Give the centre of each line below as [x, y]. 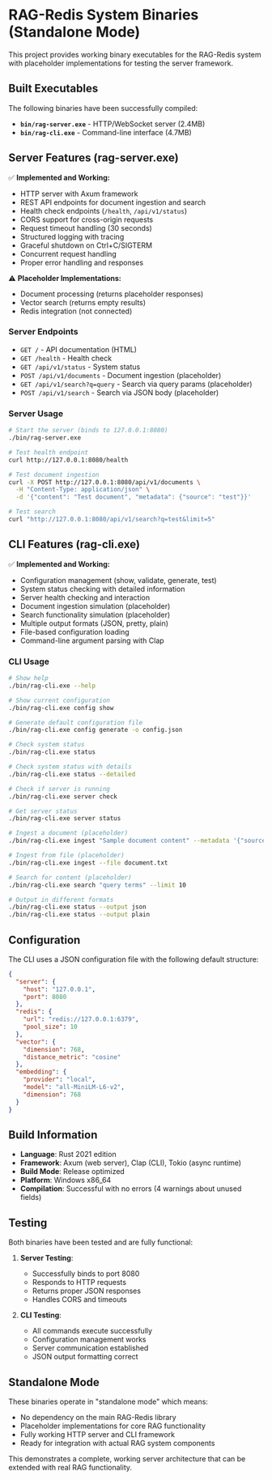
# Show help [28, 678]
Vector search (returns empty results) [83, 302]
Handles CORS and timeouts [79, 1299]
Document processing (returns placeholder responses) [112, 294]
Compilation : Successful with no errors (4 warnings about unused [131, 1189]
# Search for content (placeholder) [70, 877]
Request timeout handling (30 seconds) [86, 228]
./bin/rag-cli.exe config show [61, 708]
